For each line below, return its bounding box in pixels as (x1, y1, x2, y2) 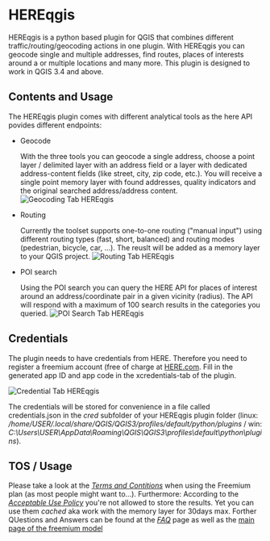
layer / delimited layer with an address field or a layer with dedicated (19, 160, 247, 170)
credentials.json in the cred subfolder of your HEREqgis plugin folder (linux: (8, 410, 259, 420)
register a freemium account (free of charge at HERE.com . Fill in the (8, 362, 234, 371)
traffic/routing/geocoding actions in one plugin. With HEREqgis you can (8, 40, 246, 50)
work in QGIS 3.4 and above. (8, 66, 104, 76)
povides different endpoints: (8, 120, 102, 130)
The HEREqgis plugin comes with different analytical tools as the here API (8, 111, 253, 121)
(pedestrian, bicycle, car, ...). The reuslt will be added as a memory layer (19, 242, 260, 252)
